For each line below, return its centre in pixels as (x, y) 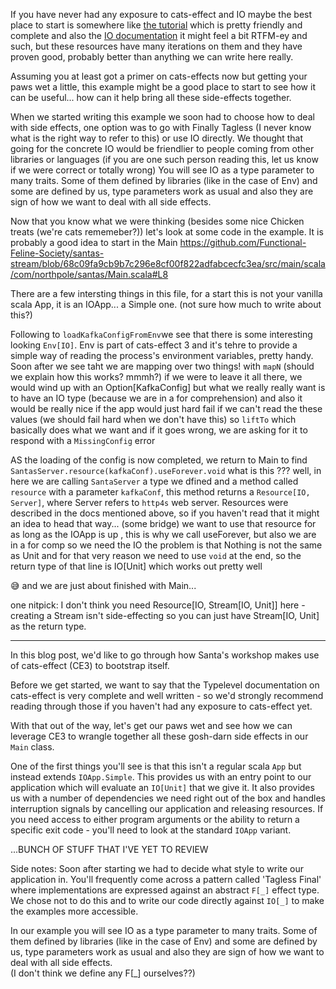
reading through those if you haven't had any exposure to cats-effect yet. (161, 706)
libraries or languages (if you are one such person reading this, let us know (164, 159)
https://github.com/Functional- (243, 242)
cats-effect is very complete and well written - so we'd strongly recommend (167, 695)
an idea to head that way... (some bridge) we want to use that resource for (163, 523)
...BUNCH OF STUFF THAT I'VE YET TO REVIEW (109, 849)
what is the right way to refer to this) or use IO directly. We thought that (157, 138)
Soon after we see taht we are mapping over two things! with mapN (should (162, 366)
